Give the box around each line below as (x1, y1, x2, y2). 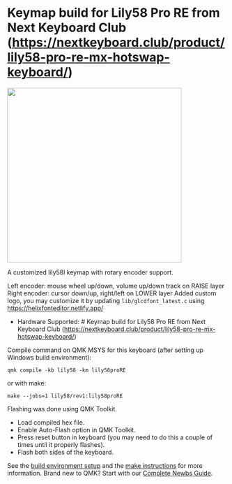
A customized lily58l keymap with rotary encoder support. (7, 267, 174, 277)
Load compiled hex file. (17, 418, 85, 427)
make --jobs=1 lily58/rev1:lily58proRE (7, 393, 123, 399)
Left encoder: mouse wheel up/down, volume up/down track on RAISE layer (7, 281, 225, 290)
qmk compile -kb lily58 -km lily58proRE (7, 367, 127, 374)
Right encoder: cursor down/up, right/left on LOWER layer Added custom (7, 288, 217, 298)
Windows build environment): (7, 353, 92, 361)
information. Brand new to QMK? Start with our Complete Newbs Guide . (7, 469, 213, 477)
